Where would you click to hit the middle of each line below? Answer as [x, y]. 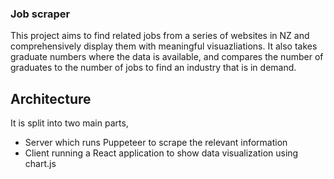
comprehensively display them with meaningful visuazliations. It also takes [164, 46]
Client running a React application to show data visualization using [161, 153]
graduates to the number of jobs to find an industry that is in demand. [153, 68]
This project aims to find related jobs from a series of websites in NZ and [160, 36]
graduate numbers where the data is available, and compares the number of [167, 57]
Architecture [51, 98]
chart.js [40, 164]
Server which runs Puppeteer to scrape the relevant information [156, 143]
